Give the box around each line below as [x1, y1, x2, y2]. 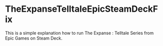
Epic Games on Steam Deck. [5, 35, 63, 41]
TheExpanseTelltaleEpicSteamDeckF [5, 3, 158, 15]
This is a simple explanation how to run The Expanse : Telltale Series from [5, 30, 154, 36]
